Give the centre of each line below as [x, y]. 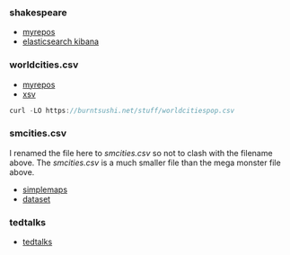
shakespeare [38, 13]
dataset [36, 198]
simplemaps [45, 189]
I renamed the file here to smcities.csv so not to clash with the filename [141, 153]
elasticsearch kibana [61, 41]
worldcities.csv [44, 65]
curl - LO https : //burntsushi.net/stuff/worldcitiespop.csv [122, 110]
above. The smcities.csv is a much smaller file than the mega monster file [145, 163]
